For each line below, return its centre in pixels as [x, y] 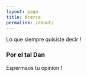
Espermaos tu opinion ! [34, 68]
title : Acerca [24, 17]
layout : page [22, 12]
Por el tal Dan [26, 55]
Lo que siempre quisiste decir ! [44, 40]
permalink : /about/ [30, 23]
